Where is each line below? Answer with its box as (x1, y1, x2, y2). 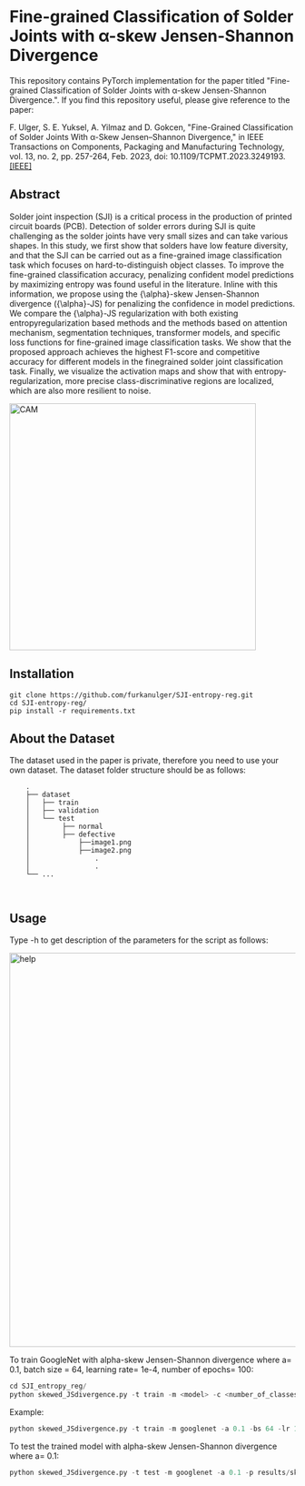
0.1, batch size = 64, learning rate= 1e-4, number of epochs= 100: (9, 1364, 254, 1375)
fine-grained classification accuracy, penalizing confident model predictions (9, 268, 295, 279)
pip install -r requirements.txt (9, 706, 136, 715)
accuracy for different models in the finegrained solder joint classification (9, 356, 284, 367)
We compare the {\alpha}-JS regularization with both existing (9, 308, 239, 318)
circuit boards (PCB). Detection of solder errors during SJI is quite (9, 220, 256, 231)
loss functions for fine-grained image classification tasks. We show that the (9, 337, 292, 348)
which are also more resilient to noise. (9, 385, 152, 396)
